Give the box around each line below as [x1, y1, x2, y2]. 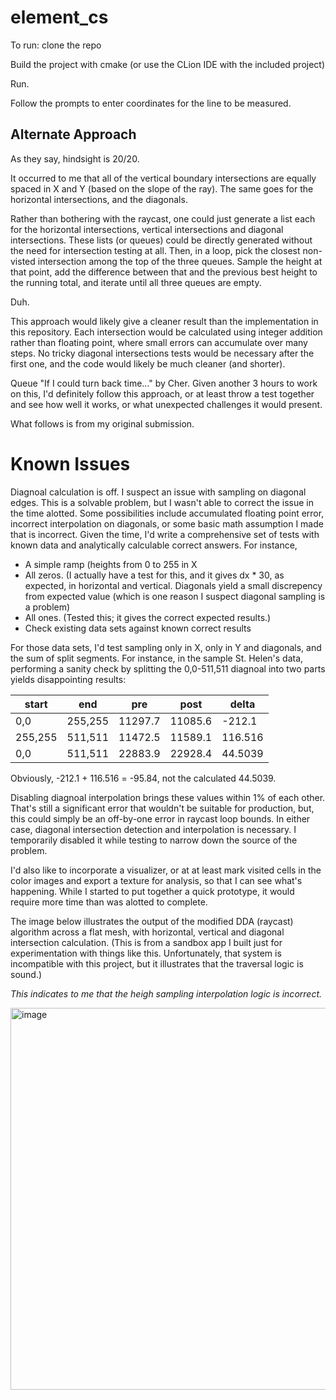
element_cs [10, 6, 109, 29]
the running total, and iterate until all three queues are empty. [10, 276, 262, 288]
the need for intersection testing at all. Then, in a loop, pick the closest [10, 244, 301, 256]
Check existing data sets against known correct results [24, 622, 252, 634]
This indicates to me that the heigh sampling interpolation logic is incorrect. [10, 987, 323, 1000]
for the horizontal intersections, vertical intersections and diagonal [10, 223, 284, 235]
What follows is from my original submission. [10, 417, 195, 430]
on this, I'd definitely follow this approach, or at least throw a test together [10, 387, 315, 400]
